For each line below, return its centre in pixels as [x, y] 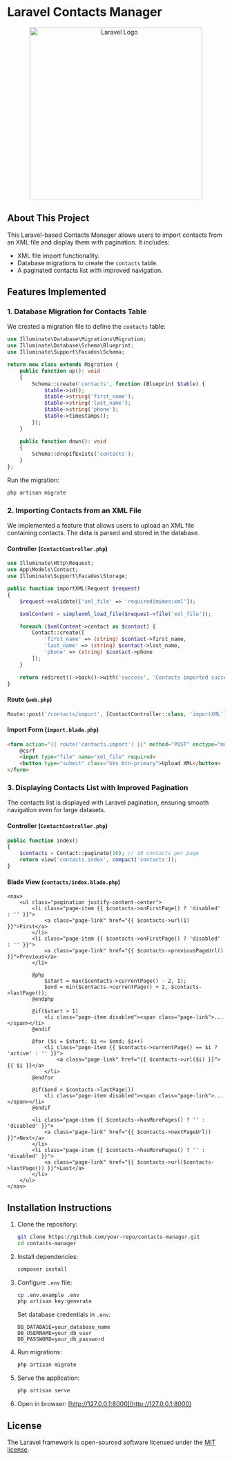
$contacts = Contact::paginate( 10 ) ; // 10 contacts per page [109, 854]
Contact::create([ [58, 633]
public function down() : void [63, 441]
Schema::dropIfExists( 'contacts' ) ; [83, 454]
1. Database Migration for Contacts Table [77, 311]
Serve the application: [48, 1378]
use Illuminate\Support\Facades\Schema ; [66, 352]
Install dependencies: [48, 1256]
